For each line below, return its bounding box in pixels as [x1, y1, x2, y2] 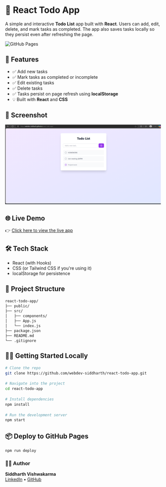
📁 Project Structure [5, 285, 65, 293]
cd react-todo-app [5, 386, 43, 391]
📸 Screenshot [5, 111, 48, 119]
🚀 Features [5, 55, 39, 64]
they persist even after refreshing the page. [5, 31, 94, 37]
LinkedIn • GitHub [5, 477, 42, 483]
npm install [5, 402, 30, 407]
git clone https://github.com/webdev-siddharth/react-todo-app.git [5, 371, 147, 376]
